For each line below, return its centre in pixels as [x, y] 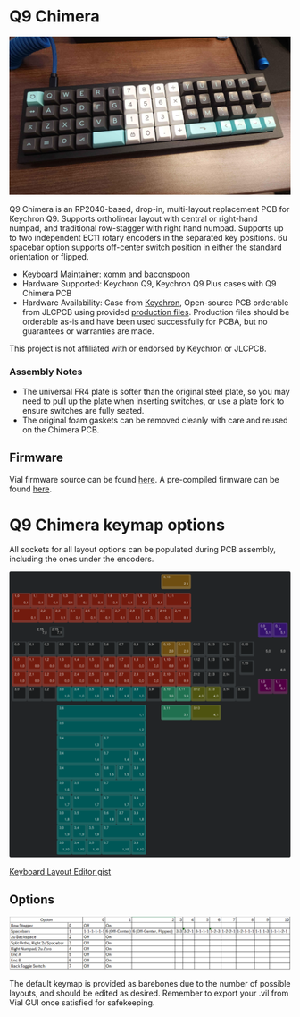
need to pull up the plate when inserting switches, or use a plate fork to [153, 401]
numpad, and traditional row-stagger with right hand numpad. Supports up [146, 228]
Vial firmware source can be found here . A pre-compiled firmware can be [144, 479]
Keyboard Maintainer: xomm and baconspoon [106, 274]
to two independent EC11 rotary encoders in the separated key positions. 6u [149, 238]
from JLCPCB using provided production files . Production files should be [156, 312]
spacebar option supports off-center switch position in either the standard [146, 247]
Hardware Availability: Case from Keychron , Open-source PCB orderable [155, 303]
